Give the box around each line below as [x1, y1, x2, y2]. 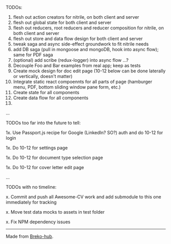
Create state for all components [13, 90, 80, 95]
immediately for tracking [6, 199, 57, 205]
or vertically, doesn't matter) [13, 73, 73, 79]
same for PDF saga [13, 52, 53, 58]
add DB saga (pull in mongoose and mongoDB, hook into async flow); [13, 47, 159, 52]
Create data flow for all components [13, 95, 88, 101]
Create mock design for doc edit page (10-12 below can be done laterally [13, 68, 166, 74]
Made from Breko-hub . [6, 233, 54, 239]
